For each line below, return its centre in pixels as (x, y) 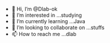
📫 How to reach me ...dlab (44, 34)
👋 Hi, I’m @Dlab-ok (34, 9)
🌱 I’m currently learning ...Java (49, 21)
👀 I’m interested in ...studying (47, 15)
